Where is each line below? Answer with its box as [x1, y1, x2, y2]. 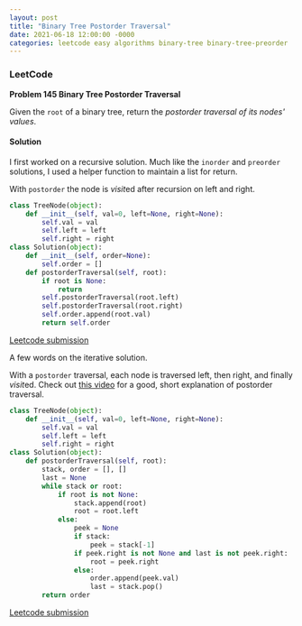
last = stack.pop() [89, 583, 164, 592]
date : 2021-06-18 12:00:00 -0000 [9, 30, 135, 39]
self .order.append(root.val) [41, 310, 151, 319]
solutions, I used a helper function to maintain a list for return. [9, 166, 238, 177]
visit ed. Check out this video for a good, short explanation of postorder [9, 379, 273, 390]
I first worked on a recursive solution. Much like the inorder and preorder [9, 156, 281, 167]
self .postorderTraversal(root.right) [41, 301, 183, 311]
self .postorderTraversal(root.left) [41, 293, 179, 302]
